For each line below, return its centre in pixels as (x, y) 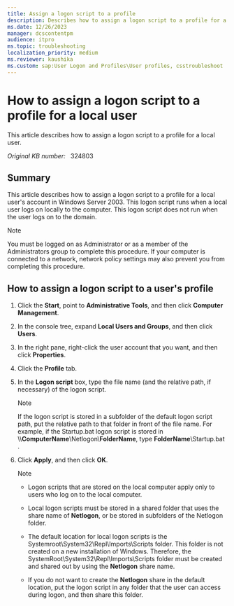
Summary (29, 178)
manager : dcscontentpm (40, 33)
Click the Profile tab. (47, 369)
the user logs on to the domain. (52, 217)
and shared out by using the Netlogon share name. (101, 566)
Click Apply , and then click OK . (63, 460)
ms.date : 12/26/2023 (37, 27)
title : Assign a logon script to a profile (72, 14)
